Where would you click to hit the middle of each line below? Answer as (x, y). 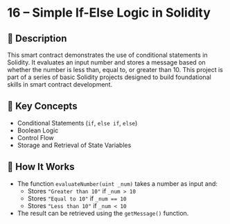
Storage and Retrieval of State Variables (74, 145)
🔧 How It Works (41, 167)
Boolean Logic (38, 130)
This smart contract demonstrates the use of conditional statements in (107, 55)
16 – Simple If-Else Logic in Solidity (109, 13)
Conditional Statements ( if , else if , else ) (77, 123)
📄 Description (37, 38)
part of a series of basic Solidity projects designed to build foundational (109, 77)
